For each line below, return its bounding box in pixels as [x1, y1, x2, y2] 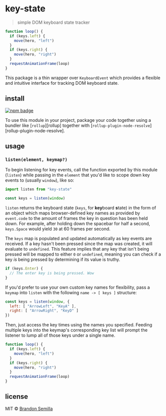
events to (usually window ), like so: [5, 177, 74, 183]
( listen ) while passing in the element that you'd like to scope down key [5, 172, 150, 178]
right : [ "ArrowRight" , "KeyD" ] [9, 308, 79, 313]
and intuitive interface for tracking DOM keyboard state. [5, 80, 119, 86]
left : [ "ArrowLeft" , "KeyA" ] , [9, 304, 77, 309]
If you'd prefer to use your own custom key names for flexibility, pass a [5, 284, 150, 290]
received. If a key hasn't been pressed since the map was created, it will [5, 241, 153, 247]
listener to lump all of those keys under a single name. [5, 332, 115, 338]
